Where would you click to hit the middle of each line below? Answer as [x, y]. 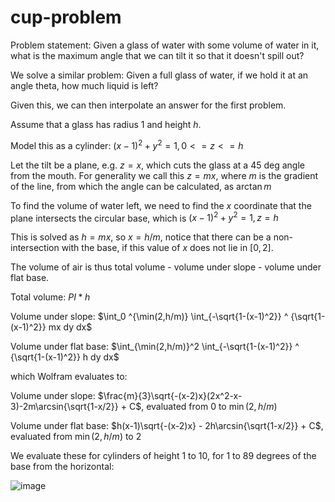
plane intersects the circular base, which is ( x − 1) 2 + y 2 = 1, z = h [144, 217]
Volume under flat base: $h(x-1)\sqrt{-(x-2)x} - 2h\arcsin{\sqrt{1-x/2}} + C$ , [167, 426]
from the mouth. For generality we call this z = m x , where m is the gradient [164, 175]
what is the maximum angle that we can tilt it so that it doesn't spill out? [157, 55]
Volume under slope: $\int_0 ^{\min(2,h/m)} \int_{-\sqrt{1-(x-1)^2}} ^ [149, 317]
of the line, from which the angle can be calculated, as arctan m [141, 186]
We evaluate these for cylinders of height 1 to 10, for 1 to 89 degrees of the [163, 456]
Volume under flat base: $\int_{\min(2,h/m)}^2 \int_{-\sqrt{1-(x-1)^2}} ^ [155, 347]
